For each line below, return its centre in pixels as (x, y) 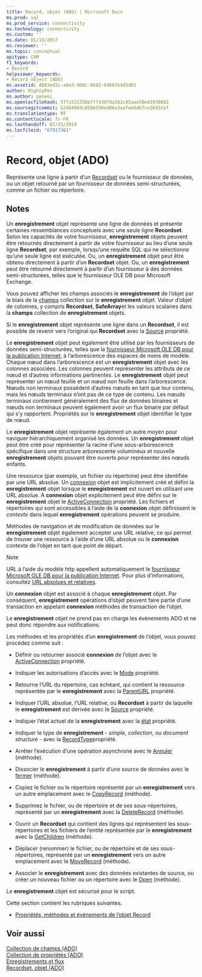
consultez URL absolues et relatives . (51, 582)
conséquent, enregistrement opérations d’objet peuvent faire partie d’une (99, 600)
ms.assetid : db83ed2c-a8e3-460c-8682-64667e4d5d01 (71, 86)
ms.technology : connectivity (43, 29)
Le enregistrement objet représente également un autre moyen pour (92, 432)
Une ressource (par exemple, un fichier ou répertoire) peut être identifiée (97, 475)
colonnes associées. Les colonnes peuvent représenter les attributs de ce (98, 368)
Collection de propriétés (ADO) (45, 955)
